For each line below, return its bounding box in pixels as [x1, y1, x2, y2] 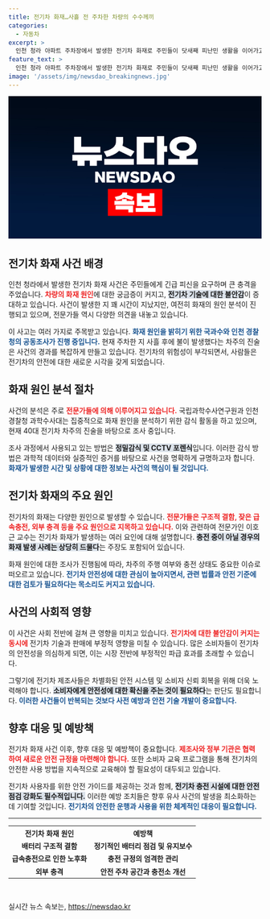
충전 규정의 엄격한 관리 [107, 854, 178, 863]
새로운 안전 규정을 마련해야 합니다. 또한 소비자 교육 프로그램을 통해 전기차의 [22, 754, 258, 764]
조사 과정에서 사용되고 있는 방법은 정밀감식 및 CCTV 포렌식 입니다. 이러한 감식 [8, 443, 251, 453]
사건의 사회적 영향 [8, 605, 92, 619]
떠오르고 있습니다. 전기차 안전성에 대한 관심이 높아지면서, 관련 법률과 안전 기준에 [8, 569, 257, 579]
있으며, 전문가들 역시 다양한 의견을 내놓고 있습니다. [29, 310, 189, 320]
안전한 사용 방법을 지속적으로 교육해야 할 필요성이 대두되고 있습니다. [8, 764, 221, 774]
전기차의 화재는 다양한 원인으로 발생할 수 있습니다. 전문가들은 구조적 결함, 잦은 [8, 511, 252, 521]
